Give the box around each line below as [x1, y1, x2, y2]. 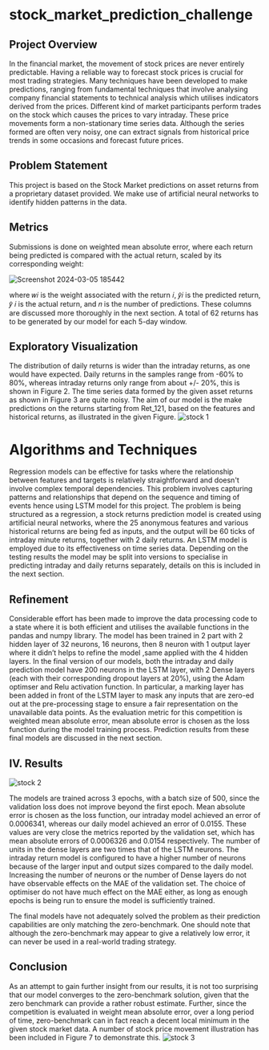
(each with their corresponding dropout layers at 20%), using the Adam [9, 674, 245, 683]
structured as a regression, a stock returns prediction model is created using [9, 510, 262, 519]
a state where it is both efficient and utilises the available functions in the [9, 622, 250, 632]
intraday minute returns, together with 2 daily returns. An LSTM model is [9, 535, 247, 545]
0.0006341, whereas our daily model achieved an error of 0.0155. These [9, 819, 247, 828]
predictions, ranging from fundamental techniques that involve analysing [9, 84, 249, 94]
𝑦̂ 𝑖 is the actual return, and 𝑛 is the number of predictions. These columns [9, 299, 252, 308]
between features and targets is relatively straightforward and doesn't [9, 475, 239, 485]
